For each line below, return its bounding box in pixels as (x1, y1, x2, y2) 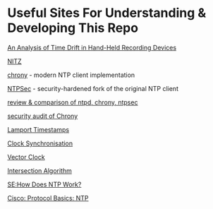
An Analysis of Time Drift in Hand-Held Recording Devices (7, 43, 177, 52)
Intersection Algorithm (7, 166, 72, 174)
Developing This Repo (7, 20, 139, 36)
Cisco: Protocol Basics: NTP (7, 193, 89, 202)
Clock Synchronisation (7, 139, 73, 148)
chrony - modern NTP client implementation (7, 71, 135, 79)
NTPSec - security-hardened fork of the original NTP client (7, 84, 178, 92)
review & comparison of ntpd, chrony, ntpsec (7, 97, 138, 107)
